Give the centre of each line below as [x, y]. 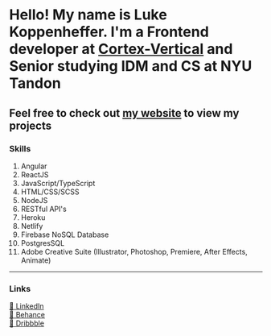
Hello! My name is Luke [88, 15]
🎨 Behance [27, 315]
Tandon [35, 83]
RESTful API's [43, 209]
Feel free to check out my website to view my [124, 113]
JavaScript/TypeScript [58, 183]
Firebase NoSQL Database [65, 234]
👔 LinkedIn [27, 306]
